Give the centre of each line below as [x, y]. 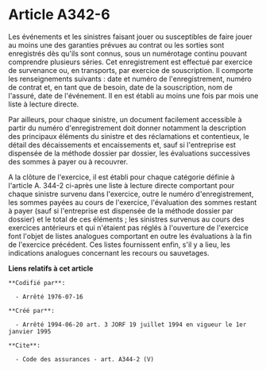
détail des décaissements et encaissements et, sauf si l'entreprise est [122, 145]
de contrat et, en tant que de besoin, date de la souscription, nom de [120, 87]
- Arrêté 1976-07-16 [49, 297]
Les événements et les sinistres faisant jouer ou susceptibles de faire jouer [130, 37]
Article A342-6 [59, 15]
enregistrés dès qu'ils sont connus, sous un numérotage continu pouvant [128, 53]
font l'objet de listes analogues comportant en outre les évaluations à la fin [130, 236]
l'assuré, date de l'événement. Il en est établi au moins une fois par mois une [133, 95]
